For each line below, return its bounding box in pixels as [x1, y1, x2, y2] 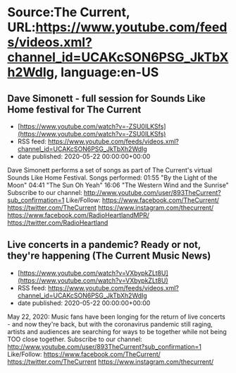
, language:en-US [54, 64, 159, 81]
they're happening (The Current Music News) [7, 250, 211, 262]
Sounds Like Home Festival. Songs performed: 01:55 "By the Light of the [7, 174, 218, 182]
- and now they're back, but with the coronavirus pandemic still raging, [7, 319, 213, 328]
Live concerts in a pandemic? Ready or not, [7, 239, 201, 251]
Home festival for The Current [7, 103, 142, 115]
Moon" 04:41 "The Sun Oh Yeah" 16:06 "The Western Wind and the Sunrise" [7, 181, 229, 189]
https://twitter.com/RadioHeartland [7, 218, 108, 227]
